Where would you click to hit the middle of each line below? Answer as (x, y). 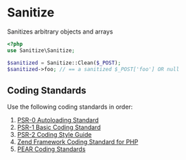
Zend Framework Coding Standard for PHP (78, 142)
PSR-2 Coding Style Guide (54, 135)
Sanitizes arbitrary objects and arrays (60, 31)
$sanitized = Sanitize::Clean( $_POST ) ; (64, 63)
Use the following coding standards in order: (70, 107)
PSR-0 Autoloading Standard (58, 120)
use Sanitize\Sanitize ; (41, 50)
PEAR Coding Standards (51, 149)
